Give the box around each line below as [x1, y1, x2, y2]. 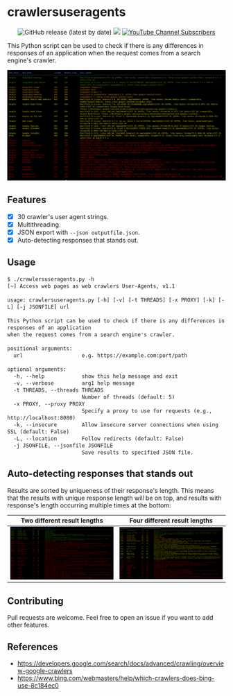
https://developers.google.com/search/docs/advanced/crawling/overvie [17, 659, 224, 668]
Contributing [7, 595, 64, 607]
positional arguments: [7, 345, 73, 352]
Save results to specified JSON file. [81, 449, 194, 456]
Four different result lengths [129, 516, 213, 525]
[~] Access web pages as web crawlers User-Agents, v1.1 [7, 282, 175, 290]
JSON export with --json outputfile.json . [17, 228, 140, 236]
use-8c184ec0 [17, 681, 59, 690]
